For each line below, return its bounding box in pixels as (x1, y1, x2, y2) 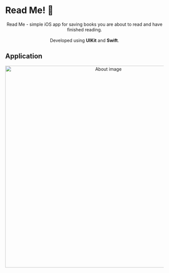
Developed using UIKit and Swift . (50, 37, 119, 43)
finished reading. (67, 26, 102, 32)
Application (5, 52, 43, 61)
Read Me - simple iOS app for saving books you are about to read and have (7, 21, 162, 27)
